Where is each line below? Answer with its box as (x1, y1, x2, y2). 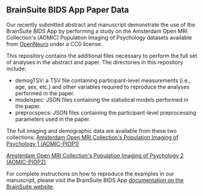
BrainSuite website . (6, 183, 55, 190)
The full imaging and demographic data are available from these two (6, 127, 177, 134)
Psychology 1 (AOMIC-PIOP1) (6, 140, 79, 147)
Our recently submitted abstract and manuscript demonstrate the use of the (6, 21, 196, 28)
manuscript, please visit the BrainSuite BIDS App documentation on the (6, 176, 184, 184)
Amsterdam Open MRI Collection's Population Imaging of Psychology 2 (6, 152, 184, 159)
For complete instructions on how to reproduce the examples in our (6, 170, 175, 177)
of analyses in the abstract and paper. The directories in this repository (6, 58, 184, 66)
